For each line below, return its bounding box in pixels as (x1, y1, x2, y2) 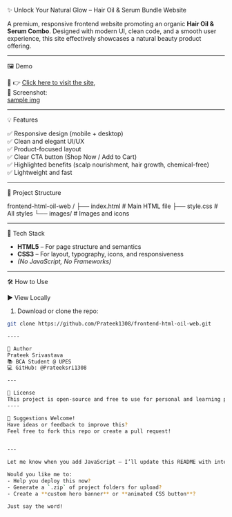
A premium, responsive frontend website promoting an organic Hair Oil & (7, 20, 214, 28)
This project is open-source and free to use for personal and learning (7, 396, 221, 403)
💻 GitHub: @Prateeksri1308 (7, 364, 88, 372)
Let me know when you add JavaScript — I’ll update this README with (7, 459, 212, 466)
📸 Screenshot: (7, 88, 48, 96)
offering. (7, 41, 32, 50)
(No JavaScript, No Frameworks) (17, 257, 112, 265)
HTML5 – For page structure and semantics (17, 243, 142, 251)
